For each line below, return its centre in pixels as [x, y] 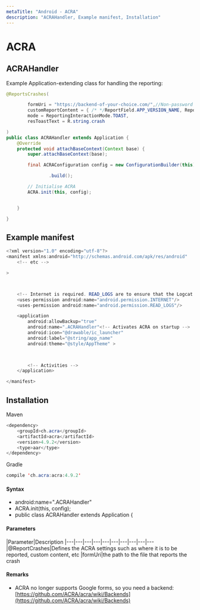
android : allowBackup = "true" [62, 322]
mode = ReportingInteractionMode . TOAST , [78, 116]
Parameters [21, 528]
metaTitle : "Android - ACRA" [42, 12]
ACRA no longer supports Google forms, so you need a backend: [94, 587]
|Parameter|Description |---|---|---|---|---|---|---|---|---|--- [80, 542]
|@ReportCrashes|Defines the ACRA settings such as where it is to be [92, 548]
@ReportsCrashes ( [28, 94]
